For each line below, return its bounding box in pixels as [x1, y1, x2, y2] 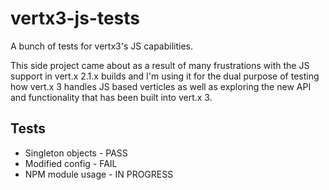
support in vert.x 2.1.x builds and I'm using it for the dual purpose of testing [10, 70, 320, 82]
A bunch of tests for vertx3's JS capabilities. [10, 40, 194, 52]
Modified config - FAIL [24, 157, 118, 169]
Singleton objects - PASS [24, 147, 128, 159]
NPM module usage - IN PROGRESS [24, 168, 174, 180]
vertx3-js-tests [10, 7, 141, 30]
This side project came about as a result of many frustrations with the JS [10, 59, 310, 71]
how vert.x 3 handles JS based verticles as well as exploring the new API [10, 80, 312, 92]
